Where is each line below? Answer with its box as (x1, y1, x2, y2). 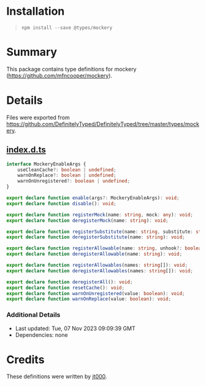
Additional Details (6, 310, 61, 319)
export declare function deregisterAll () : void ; (6, 278, 133, 285)
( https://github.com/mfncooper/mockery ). (6, 72, 112, 79)
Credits (6, 352, 45, 366)
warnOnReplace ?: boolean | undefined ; (17, 172, 116, 179)
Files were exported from (6, 114, 70, 121)
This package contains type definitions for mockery (6, 65, 137, 73)
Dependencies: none (15, 331, 69, 339)
